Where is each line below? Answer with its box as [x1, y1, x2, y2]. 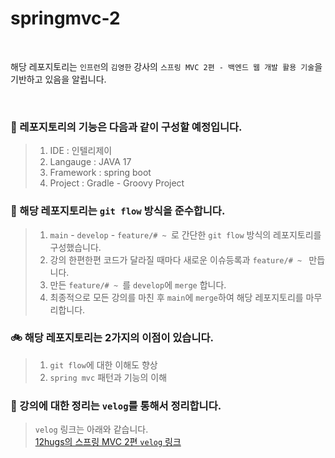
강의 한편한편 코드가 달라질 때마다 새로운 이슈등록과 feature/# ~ [49, 253, 303, 266]
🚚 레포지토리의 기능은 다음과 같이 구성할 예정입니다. [10, 120, 243, 134]
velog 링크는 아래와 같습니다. [34, 423, 149, 436]
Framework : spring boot [49, 167, 152, 179]
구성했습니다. [49, 241, 102, 253]
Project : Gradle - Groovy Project [49, 177, 185, 189]
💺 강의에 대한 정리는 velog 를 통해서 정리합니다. [10, 398, 222, 412]
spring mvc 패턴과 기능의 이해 [49, 371, 168, 383]
